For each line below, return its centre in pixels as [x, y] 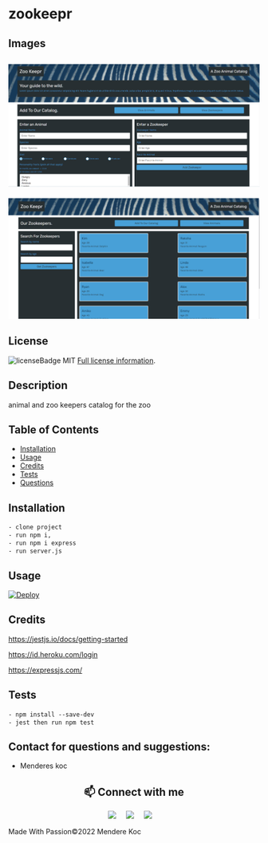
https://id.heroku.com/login [53, 654]
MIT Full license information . [109, 360]
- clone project [35, 527]
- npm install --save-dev [51, 715]
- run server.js [35, 551]
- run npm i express [43, 543]
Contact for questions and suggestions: [109, 746]
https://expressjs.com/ [45, 670]
